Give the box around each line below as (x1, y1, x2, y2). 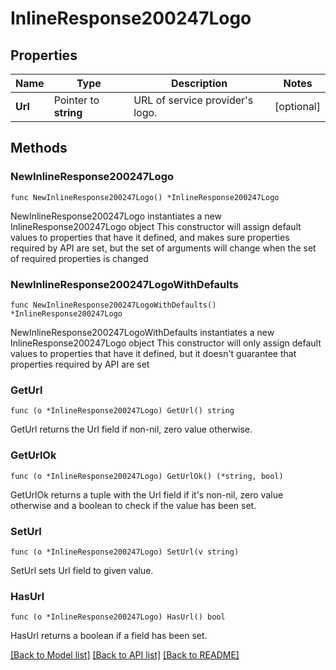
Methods (10, 140, 68, 157)
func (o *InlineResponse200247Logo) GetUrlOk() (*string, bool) (10, 471, 284, 481)
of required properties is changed (10, 252, 149, 264)
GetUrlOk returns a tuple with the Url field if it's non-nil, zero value (10, 488, 284, 501)
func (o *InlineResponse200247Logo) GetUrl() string (10, 406, 235, 416)
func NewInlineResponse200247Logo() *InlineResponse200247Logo (10, 192, 280, 202)
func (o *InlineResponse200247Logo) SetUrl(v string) (10, 547, 240, 557)
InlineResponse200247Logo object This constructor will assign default (10, 220, 302, 232)
